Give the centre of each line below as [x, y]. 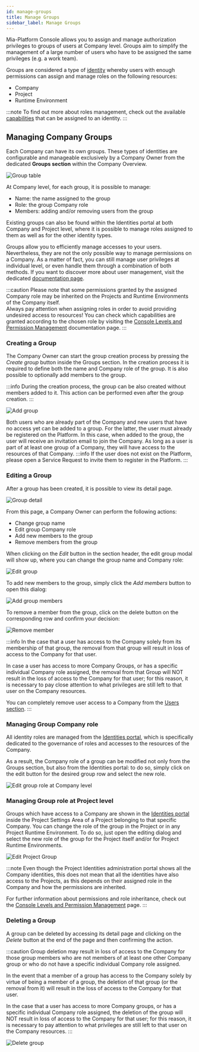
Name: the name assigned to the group [63, 199]
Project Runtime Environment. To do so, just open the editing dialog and [94, 833]
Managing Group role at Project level [60, 801]
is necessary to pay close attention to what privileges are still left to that [94, 685]
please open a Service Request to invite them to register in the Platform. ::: [97, 460]
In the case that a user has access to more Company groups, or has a [91, 1006]
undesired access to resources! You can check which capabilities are [91, 315]
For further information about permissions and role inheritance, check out [96, 899]
